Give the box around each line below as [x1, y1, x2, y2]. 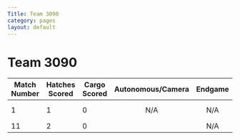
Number [11, 89, 39, 99]
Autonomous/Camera [114, 85, 189, 95]
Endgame [196, 85, 230, 95]
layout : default [7, 23, 56, 31]
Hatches [46, 80, 76, 90]
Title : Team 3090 [7, 10, 59, 18]
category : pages [7, 17, 56, 24]
